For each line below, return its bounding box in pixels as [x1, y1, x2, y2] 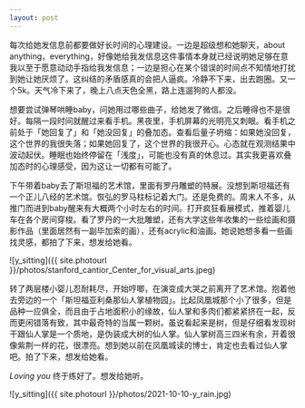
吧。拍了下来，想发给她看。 [9, 351, 113, 362]
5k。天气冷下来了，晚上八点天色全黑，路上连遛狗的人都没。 [16, 84, 241, 95]
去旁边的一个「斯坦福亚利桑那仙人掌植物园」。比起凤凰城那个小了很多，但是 [9, 294, 292, 305]
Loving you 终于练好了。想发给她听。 [9, 370, 149, 381]
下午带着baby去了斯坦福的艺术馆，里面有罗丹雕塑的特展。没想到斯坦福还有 [9, 180, 290, 190]
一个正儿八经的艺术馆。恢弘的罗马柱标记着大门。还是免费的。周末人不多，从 [9, 191, 296, 202]
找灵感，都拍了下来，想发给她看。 [9, 237, 137, 248]
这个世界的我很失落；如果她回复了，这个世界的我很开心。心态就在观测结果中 [9, 138, 296, 149]
